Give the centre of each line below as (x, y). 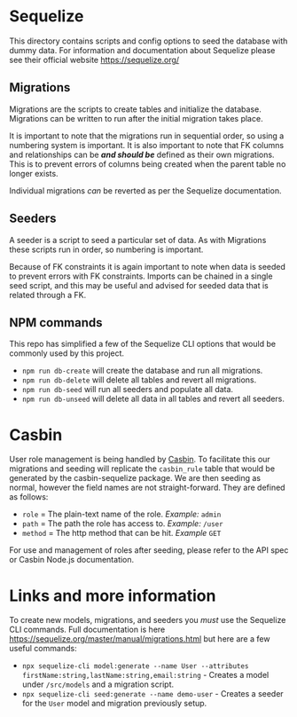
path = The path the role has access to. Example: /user (122, 524)
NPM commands (56, 323)
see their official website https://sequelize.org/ (94, 59)
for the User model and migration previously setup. (114, 704)
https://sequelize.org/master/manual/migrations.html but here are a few (140, 639)
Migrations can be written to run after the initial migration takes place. (136, 118)
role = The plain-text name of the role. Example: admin (121, 514)
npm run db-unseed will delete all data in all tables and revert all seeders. (153, 399)
